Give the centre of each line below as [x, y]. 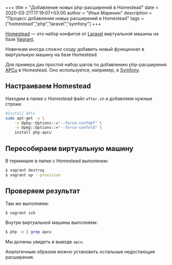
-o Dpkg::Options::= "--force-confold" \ [58, 128]
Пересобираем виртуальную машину [69, 148]
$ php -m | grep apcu [28, 232]
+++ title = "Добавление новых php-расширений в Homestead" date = [82, 7]
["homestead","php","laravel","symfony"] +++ [53, 24]
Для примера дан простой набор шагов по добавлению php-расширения [86, 64]
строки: [14, 104]
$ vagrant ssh [21, 213]
